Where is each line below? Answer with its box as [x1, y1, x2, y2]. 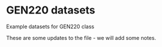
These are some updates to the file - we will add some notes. [6, 34, 157, 41]
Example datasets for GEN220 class [6, 23, 95, 30]
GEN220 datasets [6, 4, 95, 17]
